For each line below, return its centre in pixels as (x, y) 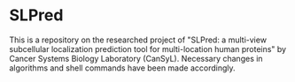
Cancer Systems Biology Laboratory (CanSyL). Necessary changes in (136, 58)
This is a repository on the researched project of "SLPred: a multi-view (138, 40)
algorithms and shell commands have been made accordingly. (123, 68)
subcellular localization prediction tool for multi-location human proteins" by (147, 48)
